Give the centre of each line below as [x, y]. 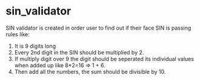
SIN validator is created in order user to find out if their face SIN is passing [98, 28]
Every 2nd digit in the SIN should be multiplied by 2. [79, 52]
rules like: [18, 34]
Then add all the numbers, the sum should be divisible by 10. [90, 71]
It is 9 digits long [35, 46]
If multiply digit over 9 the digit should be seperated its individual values [104, 59]
